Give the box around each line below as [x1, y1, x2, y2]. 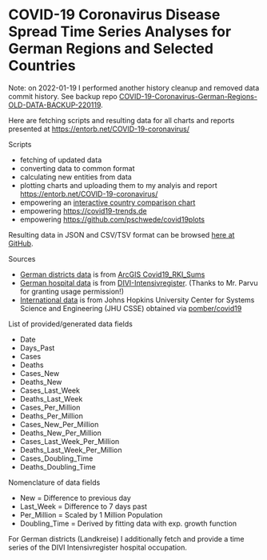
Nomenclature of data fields [8, 478, 101, 487]
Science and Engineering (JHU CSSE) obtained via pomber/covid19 [19, 303, 242, 313]
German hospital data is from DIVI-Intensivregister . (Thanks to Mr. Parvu [19, 278, 258, 287]
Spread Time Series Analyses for [8, 22, 232, 41]
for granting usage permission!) [19, 286, 124, 296]
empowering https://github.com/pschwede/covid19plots [19, 214, 205, 224]
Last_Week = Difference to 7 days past [19, 502, 148, 511]
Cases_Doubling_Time [19, 454, 94, 463]
